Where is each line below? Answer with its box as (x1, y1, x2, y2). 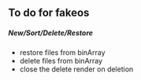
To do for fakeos (8, 6, 90, 20)
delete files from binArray (19, 56, 103, 66)
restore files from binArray (19, 48, 106, 57)
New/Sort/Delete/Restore (8, 27, 93, 38)
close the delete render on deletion (19, 64, 134, 74)
